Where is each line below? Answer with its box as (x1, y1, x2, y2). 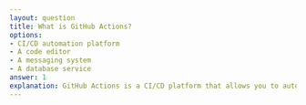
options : (9, 30, 43, 39)
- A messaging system (9, 56, 92, 65)
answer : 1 (9, 73, 47, 82)
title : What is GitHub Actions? (9, 22, 132, 31)
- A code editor (9, 47, 71, 57)
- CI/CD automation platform (9, 38, 120, 48)
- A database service (9, 65, 92, 74)
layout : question (9, 13, 76, 23)
